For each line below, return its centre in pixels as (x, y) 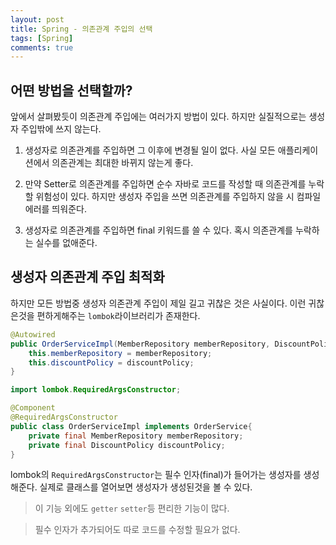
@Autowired (33, 334)
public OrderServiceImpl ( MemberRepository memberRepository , (140, 344)
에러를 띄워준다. (55, 209)
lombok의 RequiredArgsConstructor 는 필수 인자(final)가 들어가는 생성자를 (156, 475)
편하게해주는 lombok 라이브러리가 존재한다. (118, 315)
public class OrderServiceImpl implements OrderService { (131, 426)
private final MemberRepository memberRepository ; (136, 436)
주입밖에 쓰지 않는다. (61, 129)
